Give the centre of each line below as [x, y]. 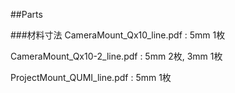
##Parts [26, 14]
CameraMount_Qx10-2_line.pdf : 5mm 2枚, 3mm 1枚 [116, 56]
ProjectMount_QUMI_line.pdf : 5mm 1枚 [91, 77]
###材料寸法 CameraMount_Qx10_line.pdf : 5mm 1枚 [118, 35]
